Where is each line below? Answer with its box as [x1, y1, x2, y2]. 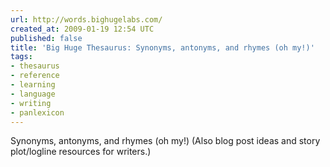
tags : [10, 52, 33, 62]
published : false [10, 33, 83, 43]
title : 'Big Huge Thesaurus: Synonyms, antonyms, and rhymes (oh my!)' [10, 42, 315, 53]
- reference [10, 71, 60, 81]
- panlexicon [10, 107, 65, 118]
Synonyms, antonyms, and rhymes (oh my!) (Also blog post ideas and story [10, 135, 321, 147]
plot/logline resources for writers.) [10, 146, 152, 158]
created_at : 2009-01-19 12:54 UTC [10, 24, 155, 34]
